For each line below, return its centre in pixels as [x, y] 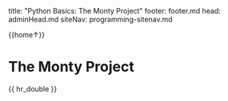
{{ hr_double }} [33, 88]
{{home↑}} [27, 35]
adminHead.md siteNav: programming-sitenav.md [91, 19]
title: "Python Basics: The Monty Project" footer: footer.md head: [115, 11]
